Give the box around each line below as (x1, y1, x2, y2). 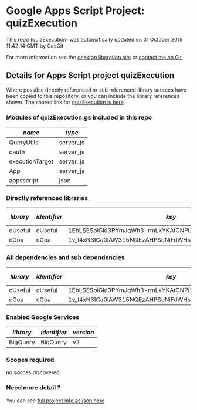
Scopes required (6, 355, 55, 364)
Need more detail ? (6, 384, 61, 392)
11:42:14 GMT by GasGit (6, 42, 63, 49)
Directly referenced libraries (6, 194, 89, 202)
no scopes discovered (6, 369, 60, 376)
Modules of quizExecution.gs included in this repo (6, 113, 152, 121)
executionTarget (9, 157, 54, 165)
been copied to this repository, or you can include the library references (6, 92, 180, 99)
